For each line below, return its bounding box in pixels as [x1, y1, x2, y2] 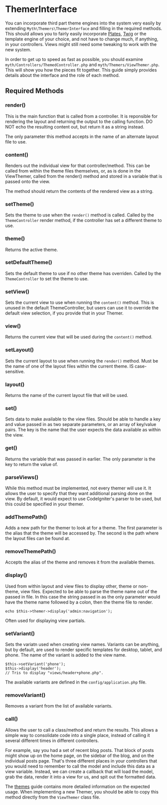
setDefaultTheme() [5, 259, 52, 266]
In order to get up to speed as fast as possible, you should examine [5, 56, 143, 62]
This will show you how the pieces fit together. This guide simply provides [5, 66, 157, 73]
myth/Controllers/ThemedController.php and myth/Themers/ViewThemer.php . [5, 61, 160, 67]
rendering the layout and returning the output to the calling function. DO [5, 118, 153, 124]
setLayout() [5, 346, 34, 353]
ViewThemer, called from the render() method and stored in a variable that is [5, 173, 163, 179]
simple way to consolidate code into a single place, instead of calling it [5, 732, 151, 738]
